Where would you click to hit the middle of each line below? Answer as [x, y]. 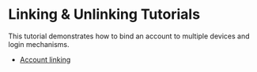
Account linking [45, 59]
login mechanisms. [39, 44]
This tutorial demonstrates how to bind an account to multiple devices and [129, 36]
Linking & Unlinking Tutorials [104, 14]
